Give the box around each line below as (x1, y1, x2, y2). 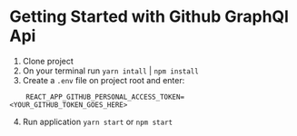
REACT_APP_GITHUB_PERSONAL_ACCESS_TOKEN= (25, 92, 184, 102)
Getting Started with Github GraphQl (9, 6, 289, 27)
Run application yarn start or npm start (22, 116, 173, 127)
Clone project (22, 55, 74, 66)
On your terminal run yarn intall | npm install (22, 65, 200, 76)
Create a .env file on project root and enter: (22, 74, 185, 85)
